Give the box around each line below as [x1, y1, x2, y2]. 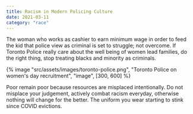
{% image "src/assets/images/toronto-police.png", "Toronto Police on [6, 66, 177, 73]
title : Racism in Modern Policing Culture [6, 8, 113, 15]
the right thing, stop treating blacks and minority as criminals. [6, 54, 156, 62]
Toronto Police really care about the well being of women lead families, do [6, 48, 188, 56]
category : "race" [6, 19, 49, 25]
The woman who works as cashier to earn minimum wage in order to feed [6, 36, 187, 43]
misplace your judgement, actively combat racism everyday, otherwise [6, 90, 179, 97]
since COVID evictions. [6, 103, 62, 110]
